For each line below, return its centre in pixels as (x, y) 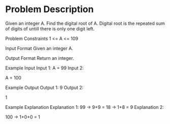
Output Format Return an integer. (40, 58)
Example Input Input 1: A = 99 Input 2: (44, 68)
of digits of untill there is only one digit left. (50, 28)
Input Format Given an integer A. (39, 48)
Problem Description (49, 9)
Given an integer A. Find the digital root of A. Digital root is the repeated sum (85, 23)
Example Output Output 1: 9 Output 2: (44, 88)
